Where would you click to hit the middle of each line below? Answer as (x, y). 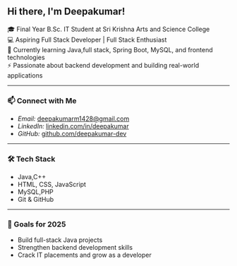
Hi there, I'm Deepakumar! (66, 12)
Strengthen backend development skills (75, 247)
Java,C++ (32, 177)
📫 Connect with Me (42, 100)
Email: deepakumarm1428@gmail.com (73, 119)
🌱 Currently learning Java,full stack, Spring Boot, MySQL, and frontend (110, 49)
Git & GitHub (36, 200)
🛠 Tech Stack (31, 159)
